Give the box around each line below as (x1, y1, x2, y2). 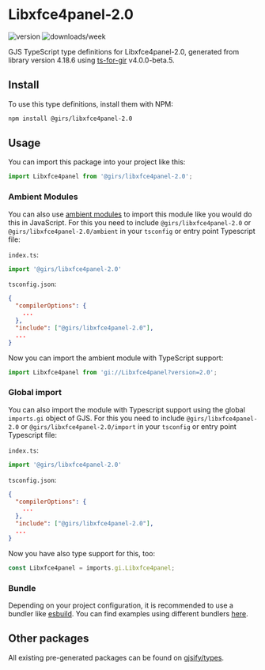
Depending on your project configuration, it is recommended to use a (8, 600, 233, 610)
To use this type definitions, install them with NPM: (8, 99, 174, 108)
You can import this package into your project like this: (8, 157, 186, 167)
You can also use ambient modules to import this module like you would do (8, 209, 252, 219)
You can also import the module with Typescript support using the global (8, 405, 245, 414)
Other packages (8, 632, 89, 646)
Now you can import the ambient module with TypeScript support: (8, 353, 224, 363)
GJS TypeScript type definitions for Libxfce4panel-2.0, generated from (8, 47, 240, 56)
